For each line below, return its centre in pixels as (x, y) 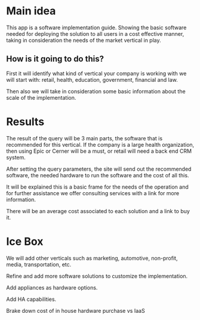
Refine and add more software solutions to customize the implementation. (97, 276)
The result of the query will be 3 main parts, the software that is (84, 138)
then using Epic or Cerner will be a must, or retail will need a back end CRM (99, 151)
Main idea (31, 11)
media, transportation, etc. (39, 264)
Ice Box (25, 241)
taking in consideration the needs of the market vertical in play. (84, 40)
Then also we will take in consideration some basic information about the (96, 91)
